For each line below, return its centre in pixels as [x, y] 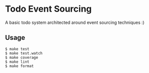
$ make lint [17, 62]
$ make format [20, 66]
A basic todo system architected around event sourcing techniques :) [75, 22]
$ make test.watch [24, 53]
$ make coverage [22, 57]
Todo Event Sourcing [49, 9]
